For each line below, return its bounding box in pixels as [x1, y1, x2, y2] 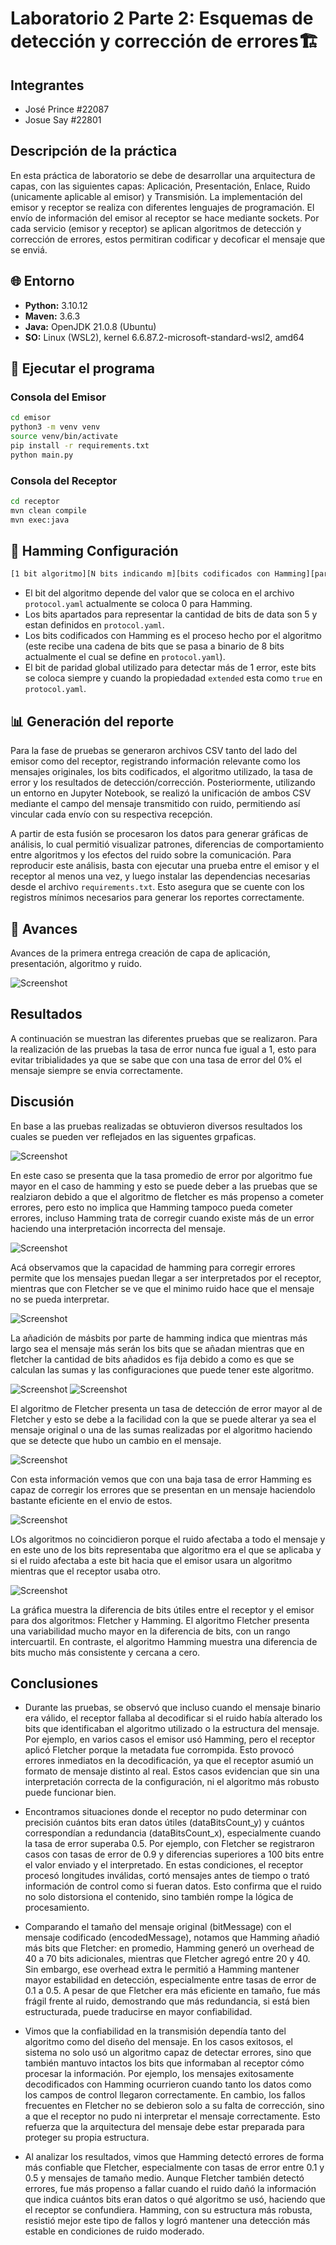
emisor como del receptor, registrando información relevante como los [10, 755, 302, 767]
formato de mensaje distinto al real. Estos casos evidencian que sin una [24, 1765, 320, 1777]
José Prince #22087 [24, 103, 110, 115]
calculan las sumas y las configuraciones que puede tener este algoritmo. [10, 1363, 315, 1376]
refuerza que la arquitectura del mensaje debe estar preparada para [24, 2121, 305, 2133]
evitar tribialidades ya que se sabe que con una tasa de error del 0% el [10, 1053, 302, 1066]
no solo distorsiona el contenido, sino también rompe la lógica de [24, 1891, 294, 1903]
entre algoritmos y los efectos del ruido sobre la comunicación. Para [10, 849, 292, 861]
